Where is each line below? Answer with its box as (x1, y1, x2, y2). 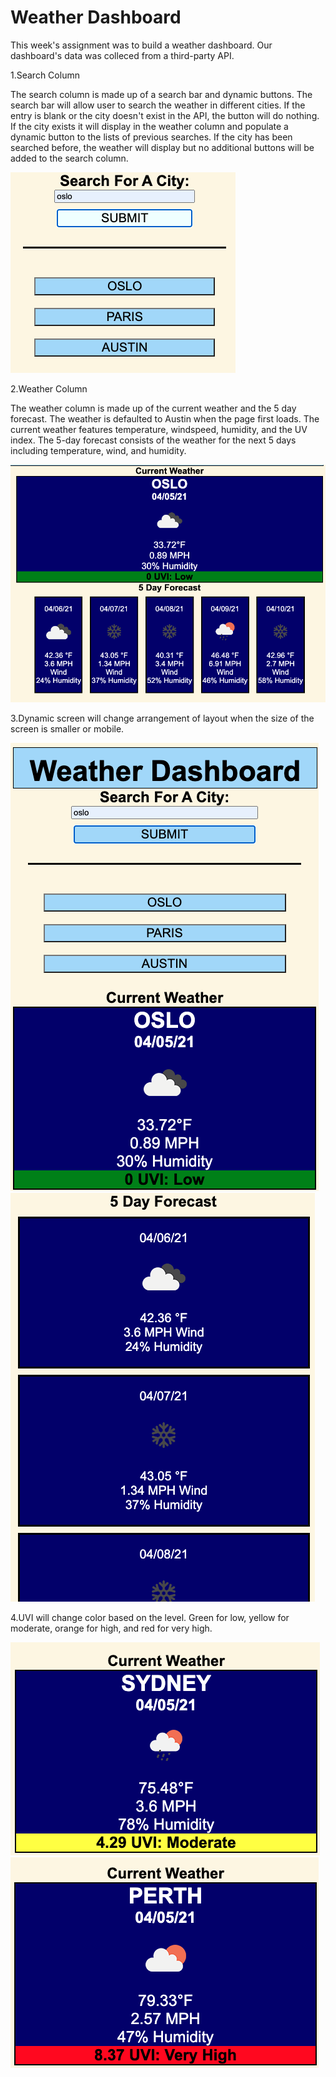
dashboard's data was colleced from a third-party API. (10, 49, 235, 61)
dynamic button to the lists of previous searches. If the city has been (10, 131, 293, 143)
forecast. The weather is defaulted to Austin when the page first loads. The (10, 412, 320, 425)
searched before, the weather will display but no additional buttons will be (10, 141, 315, 153)
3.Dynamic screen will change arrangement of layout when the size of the (10, 712, 315, 724)
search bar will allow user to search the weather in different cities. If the (10, 99, 306, 111)
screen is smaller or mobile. (10, 722, 125, 735)
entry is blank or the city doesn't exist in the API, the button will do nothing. (10, 109, 320, 121)
